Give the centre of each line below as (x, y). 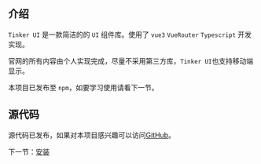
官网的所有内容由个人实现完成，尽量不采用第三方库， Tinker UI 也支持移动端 (131, 60)
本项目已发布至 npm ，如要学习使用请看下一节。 (83, 87)
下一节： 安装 (29, 151)
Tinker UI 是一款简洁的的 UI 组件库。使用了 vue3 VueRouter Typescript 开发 (130, 35)
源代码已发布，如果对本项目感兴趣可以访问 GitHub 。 (92, 135)
